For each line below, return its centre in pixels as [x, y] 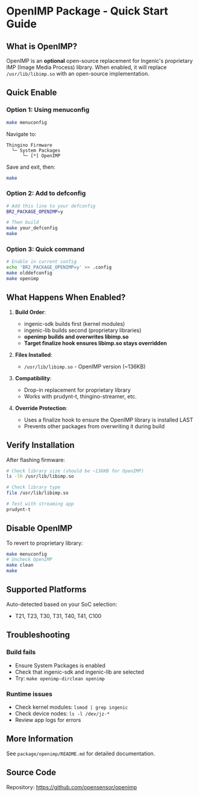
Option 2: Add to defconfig [46, 194]
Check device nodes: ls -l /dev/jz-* [62, 713]
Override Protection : [41, 408]
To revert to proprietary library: [45, 543]
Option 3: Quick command [46, 249]
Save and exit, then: [31, 167]
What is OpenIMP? [42, 46]
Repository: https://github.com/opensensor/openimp [72, 787]
